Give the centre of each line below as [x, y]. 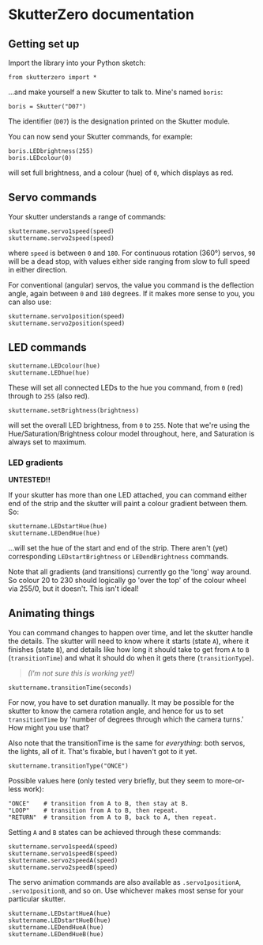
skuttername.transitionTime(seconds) [70, 688]
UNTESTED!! [30, 479]
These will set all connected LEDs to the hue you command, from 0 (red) [126, 387]
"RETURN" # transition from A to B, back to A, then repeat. [113, 817]
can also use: [30, 302]
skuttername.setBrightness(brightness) [74, 410]
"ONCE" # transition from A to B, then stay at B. [99, 803]
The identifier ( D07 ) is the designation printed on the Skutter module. [119, 121]
